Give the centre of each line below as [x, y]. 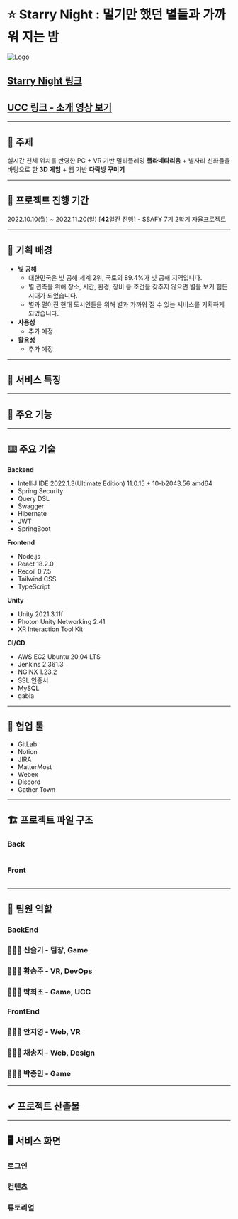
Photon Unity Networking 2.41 [61, 622]
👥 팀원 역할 [30, 909]
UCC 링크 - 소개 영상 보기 [59, 107]
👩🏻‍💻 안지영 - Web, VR [44, 1031]
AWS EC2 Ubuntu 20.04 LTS [59, 657]
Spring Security [40, 491]
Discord [29, 782]
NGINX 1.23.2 [37, 672]
